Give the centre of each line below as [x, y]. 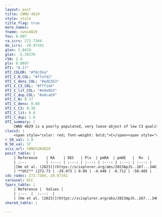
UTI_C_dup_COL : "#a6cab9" [31, 95]
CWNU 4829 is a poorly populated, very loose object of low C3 [79, 126]
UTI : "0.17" [17, 68]
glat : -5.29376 [20, 54]
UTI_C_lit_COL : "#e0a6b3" [31, 90]
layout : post [18, 9]
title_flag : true [22, 23]
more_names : [17, 28]
